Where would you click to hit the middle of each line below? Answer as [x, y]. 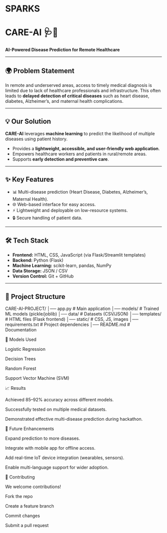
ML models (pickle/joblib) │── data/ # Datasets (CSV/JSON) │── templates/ [83, 314]
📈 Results [16, 388]
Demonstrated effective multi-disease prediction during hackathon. [74, 419]
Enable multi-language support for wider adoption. [57, 468]
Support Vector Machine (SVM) [37, 378]
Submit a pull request [27, 526]
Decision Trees [21, 359]
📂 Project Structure [35, 297]
